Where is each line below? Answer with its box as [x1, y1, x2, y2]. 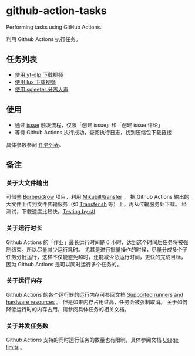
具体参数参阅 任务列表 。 [6, 141, 65, 148]
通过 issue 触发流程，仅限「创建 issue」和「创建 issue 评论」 [14, 121, 163, 128]
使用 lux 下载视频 [14, 78, 56, 86]
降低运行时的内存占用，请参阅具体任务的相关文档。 [6, 306, 130, 313]
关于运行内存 [6, 277, 43, 285]
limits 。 [6, 344, 26, 351]
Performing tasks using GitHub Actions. [6, 23, 102, 30]
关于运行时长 [6, 224, 43, 232]
